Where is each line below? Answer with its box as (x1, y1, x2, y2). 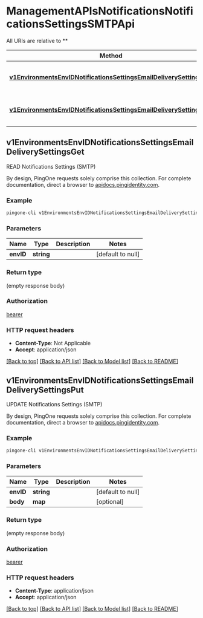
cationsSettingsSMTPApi (6, 17, 135, 31)
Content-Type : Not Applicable (14, 340, 91, 347)
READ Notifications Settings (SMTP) (6, 163, 96, 170)
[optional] (95, 498, 124, 506)
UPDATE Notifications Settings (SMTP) (6, 400, 103, 408)
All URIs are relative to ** (6, 37, 68, 44)
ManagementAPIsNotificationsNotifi (6, 4, 193, 18)
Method (99, 51, 123, 60)
